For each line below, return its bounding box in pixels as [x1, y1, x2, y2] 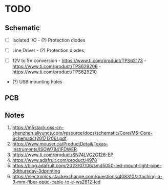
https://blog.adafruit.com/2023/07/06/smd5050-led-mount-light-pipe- [12, 162, 162, 169]
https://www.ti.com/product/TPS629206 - [12, 64, 101, 70]
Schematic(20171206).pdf [12, 135, 67, 141]
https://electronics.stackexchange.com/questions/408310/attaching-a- [12, 174, 162, 180]
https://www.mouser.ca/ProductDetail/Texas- [12, 141, 109, 147]
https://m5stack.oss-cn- [12, 124, 64, 131]
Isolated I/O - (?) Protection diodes [12, 37, 86, 43]
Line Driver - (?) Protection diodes [12, 47, 85, 54]
